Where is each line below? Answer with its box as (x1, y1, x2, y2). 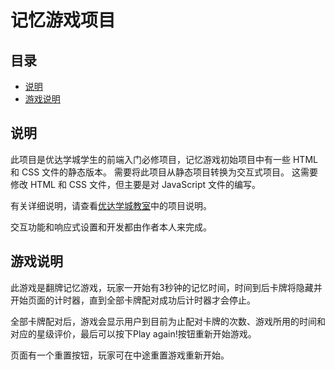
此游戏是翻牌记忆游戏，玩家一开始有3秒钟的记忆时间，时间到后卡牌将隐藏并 (10, 281, 323, 293)
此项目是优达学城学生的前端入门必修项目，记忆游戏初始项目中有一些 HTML (10, 153, 318, 165)
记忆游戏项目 (10, 9, 117, 32)
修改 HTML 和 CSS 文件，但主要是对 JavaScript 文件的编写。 (10, 178, 262, 190)
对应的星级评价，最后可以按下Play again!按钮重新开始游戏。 (10, 327, 257, 340)
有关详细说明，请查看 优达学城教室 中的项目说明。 (10, 199, 212, 211)
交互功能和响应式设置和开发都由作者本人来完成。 (10, 221, 212, 233)
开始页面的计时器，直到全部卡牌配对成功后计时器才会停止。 (10, 294, 256, 306)
